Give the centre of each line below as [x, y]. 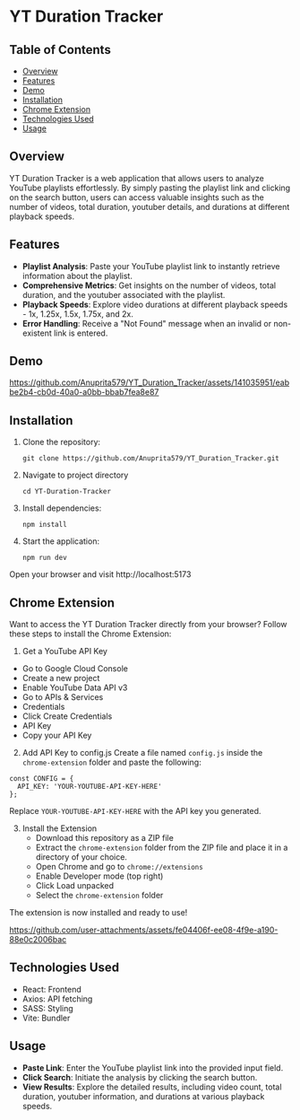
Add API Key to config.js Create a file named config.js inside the [142, 753]
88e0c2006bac [38, 940]
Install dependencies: [62, 508]
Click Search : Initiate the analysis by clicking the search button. [140, 1077]
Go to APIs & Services [63, 697]
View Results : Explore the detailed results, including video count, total [152, 1087]
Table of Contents [60, 50]
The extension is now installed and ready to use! [99, 913]
